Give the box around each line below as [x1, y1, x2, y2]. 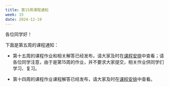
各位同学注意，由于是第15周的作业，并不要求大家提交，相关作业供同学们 [12, 59, 164, 65]
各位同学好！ [5, 31, 32, 37]
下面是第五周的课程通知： [5, 42, 59, 48]
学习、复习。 [12, 65, 40, 71]
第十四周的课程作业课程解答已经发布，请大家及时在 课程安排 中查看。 [12, 76, 155, 82]
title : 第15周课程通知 [5, 7, 49, 13]
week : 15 [5, 12, 24, 17]
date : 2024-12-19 [5, 17, 42, 22]
